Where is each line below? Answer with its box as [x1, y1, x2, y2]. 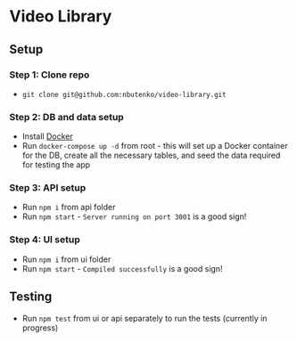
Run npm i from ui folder [21, 254, 111, 265]
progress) [21, 322, 59, 333]
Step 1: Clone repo [9, 69, 90, 81]
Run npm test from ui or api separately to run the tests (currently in [21, 313, 268, 323]
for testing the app [21, 159, 91, 170]
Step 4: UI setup [9, 233, 80, 246]
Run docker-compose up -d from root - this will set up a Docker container [21, 141, 288, 151]
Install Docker [21, 131, 73, 142]
